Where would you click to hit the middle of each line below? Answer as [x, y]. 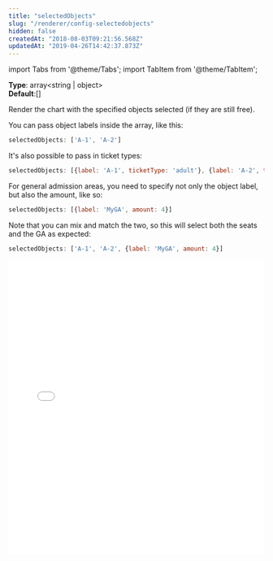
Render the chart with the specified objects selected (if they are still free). [132, 110]
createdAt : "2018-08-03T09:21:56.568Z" [76, 39]
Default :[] [25, 93]
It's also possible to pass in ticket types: [75, 156]
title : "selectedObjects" [52, 16]
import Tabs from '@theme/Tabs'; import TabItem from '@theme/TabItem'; [133, 69]
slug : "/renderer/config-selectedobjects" [81, 24]
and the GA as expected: [50, 233]
